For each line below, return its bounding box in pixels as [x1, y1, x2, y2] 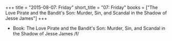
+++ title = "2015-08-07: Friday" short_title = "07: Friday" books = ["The [5, 5, 158, 10]
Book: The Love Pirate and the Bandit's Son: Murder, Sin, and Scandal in [12, 25, 166, 31]
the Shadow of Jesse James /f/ [12, 31, 80, 36]
